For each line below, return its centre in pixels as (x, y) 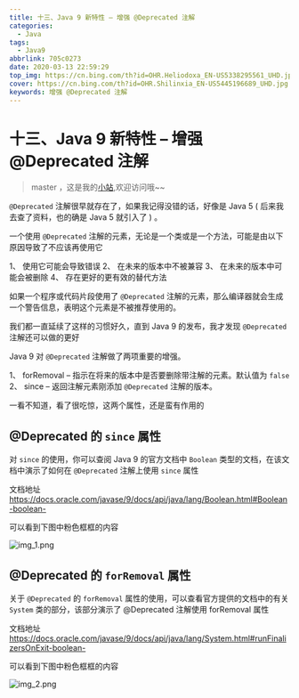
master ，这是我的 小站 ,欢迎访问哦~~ (98, 187)
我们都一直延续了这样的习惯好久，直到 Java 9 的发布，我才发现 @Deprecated (148, 327)
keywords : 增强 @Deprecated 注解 (69, 92)
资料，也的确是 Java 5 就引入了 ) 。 (97, 217)
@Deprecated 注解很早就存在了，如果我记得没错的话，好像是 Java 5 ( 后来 (143, 207)
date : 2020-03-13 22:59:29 (59, 68)
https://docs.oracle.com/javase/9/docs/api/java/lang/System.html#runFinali (148, 638)
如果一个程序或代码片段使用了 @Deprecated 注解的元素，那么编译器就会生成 (146, 296)
